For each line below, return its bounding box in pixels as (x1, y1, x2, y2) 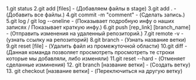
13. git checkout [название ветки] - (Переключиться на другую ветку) (6, 68, 183, 74)
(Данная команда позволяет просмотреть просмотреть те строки (6, 49, 175, 55)
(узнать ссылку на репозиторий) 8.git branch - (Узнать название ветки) (6, 36, 186, 43)
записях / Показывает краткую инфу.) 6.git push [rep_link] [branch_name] (6, 24, 191, 31)
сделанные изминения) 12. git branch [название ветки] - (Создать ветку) (6, 61, 191, 68)
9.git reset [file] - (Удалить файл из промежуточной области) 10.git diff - (6, 42, 188, 49)
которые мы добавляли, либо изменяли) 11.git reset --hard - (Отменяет (6, 55, 186, 62)
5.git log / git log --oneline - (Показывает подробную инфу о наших (6, 18, 175, 24)
